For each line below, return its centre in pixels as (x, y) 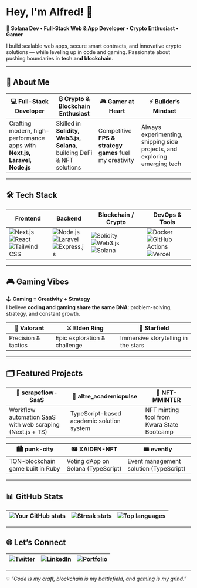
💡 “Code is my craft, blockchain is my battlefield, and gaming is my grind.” (96, 579)
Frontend (28, 218)
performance (27, 138)
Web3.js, (68, 138)
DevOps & (167, 215)
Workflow (22, 410)
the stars (132, 346)
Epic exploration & (80, 338)
